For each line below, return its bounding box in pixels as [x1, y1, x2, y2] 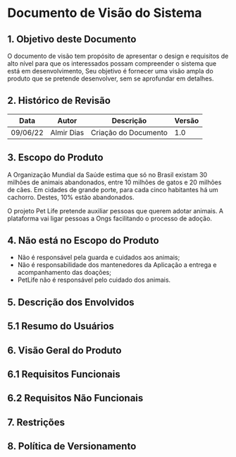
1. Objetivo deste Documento [7, 33, 137, 45]
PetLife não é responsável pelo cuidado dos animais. [17, 275, 171, 284]
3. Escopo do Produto [7, 152, 104, 164]
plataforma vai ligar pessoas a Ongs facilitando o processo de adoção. [7, 214, 213, 222]
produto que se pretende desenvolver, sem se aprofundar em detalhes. [7, 74, 214, 83]
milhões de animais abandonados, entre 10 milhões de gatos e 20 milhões [7, 178, 222, 186]
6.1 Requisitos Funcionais [7, 369, 121, 380]
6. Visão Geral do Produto [7, 344, 122, 356]
